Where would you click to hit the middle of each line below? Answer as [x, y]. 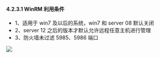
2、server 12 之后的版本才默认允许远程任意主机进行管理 [83, 30]
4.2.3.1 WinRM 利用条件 [35, 9]
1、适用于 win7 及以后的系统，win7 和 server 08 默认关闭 [84, 23]
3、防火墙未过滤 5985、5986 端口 [57, 37]
